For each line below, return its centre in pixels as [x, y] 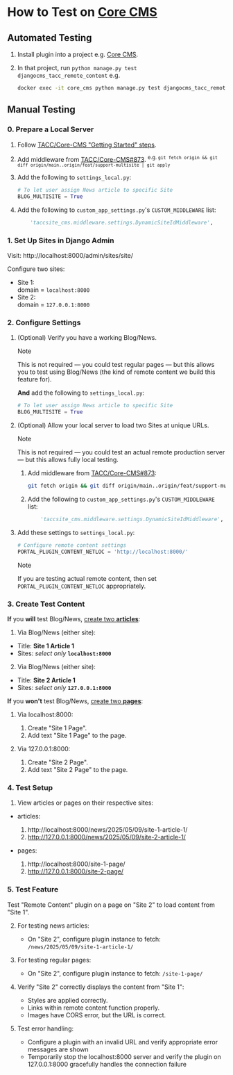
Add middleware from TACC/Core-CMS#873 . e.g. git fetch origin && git [118, 158]
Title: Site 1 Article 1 [46, 646]
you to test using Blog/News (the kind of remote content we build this [116, 372]
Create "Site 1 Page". [57, 728]
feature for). [34, 379]
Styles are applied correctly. [68, 1000]
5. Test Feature [33, 889]
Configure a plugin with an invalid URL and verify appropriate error [123, 1042]
